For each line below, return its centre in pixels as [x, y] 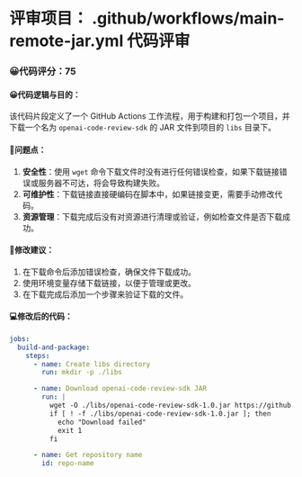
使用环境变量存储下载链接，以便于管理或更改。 [109, 283]
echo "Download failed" [102, 422]
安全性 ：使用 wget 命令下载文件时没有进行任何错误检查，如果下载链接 [151, 171]
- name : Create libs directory [92, 364]
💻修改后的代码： [41, 317]
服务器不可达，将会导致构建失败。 [101, 183]
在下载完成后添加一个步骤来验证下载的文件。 [105, 294]
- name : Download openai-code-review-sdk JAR [120, 389]
